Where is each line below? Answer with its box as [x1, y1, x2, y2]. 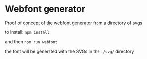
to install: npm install [5, 29, 49, 35]
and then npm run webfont [5, 38, 58, 45]
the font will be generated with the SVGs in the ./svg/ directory [5, 48, 134, 54]
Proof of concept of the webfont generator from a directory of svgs [5, 20, 143, 26]
